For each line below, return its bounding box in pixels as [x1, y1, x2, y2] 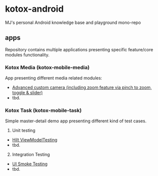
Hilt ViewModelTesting [12, 137, 57, 143]
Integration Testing [12, 152, 50, 157]
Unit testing [12, 128, 35, 134]
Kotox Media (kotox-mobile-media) [5, 64, 90, 71]
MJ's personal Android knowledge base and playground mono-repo [5, 20, 141, 25]
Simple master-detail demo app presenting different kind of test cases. [5, 118, 147, 124]
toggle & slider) [12, 90, 43, 96]
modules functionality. [5, 52, 50, 58]
